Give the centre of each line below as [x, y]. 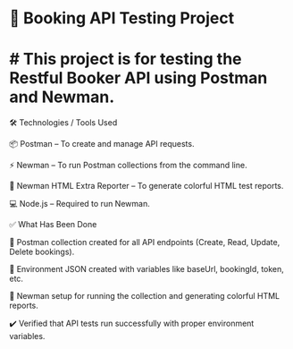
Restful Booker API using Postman [138, 78]
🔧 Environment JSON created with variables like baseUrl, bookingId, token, [146, 269]
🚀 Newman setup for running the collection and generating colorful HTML [144, 296]
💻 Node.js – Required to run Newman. [80, 204]
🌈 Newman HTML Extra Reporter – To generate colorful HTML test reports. [146, 186]
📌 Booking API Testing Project [122, 18]
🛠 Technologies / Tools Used [63, 123]
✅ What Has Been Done [53, 225]
